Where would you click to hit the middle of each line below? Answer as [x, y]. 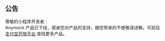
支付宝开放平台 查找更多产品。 [36, 34]
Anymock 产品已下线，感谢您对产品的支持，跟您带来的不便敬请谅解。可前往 [82, 27]
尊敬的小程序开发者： [27, 21]
